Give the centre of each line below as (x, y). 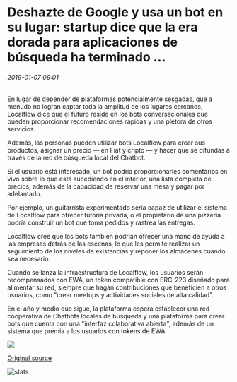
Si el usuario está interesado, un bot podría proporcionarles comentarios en (117, 172)
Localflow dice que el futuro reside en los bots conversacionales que (108, 114)
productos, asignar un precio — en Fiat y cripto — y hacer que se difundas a (118, 150)
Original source (30, 358)
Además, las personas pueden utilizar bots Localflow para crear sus (106, 143)
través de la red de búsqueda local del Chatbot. (77, 158)
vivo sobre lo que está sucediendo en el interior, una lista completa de (110, 179)
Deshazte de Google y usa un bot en (115, 12)
